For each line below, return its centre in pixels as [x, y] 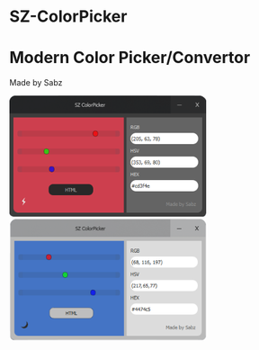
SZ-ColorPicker [68, 17]
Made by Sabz [36, 83]
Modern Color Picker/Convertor [130, 58]
